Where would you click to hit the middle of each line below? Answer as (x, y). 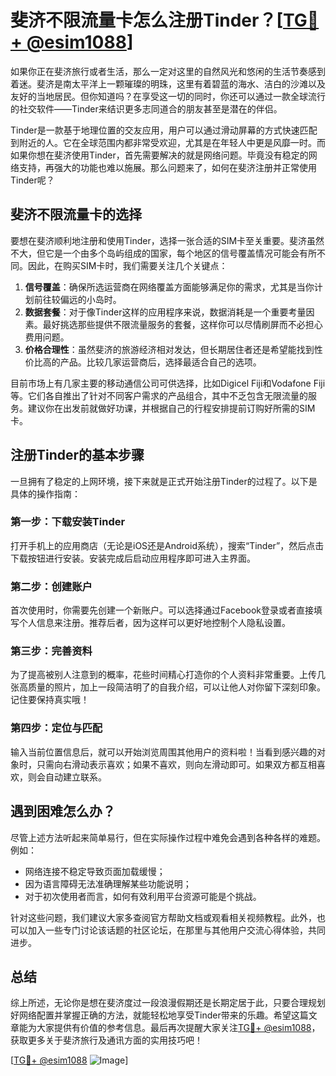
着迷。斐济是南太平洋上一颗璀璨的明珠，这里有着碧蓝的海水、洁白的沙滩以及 (168, 83)
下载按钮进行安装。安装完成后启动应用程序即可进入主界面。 (133, 558)
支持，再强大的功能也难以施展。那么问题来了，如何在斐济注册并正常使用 (167, 167)
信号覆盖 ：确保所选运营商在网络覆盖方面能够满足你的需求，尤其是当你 (169, 287)
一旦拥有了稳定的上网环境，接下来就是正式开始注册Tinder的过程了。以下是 (164, 481)
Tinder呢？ (32, 180)
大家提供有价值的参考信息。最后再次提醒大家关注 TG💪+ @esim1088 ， (178, 1028)
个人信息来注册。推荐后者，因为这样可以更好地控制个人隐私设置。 (154, 623)
